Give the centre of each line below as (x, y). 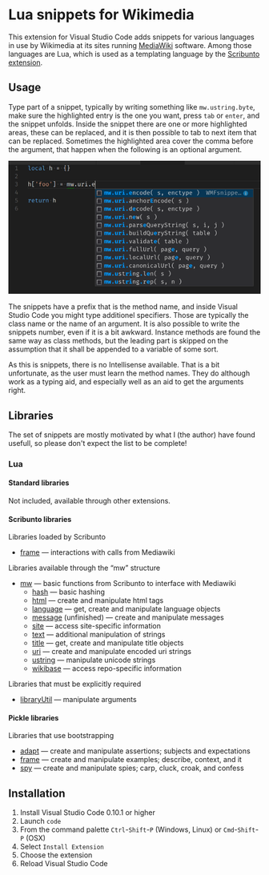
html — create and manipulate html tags (98, 600)
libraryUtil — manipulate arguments (78, 700)
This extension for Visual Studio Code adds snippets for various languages (131, 37)
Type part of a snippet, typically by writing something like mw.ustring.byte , (132, 106)
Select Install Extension (62, 847)
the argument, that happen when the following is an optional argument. (125, 149)
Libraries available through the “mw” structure (84, 568)
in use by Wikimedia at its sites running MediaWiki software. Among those (130, 45)
